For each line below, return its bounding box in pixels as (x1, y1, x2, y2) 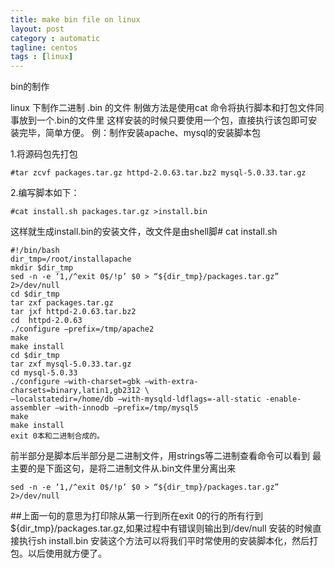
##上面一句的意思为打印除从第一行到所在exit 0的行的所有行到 (10, 510, 263, 522)
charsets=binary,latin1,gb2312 (10, 386, 141, 396)
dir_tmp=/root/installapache (10, 254, 132, 265)
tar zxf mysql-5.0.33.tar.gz (10, 359, 132, 370)
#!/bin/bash (10, 246, 60, 256)
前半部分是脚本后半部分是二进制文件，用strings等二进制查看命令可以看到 (10, 450, 311, 462)
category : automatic (10, 33, 101, 43)
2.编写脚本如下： (10, 187, 80, 199)
